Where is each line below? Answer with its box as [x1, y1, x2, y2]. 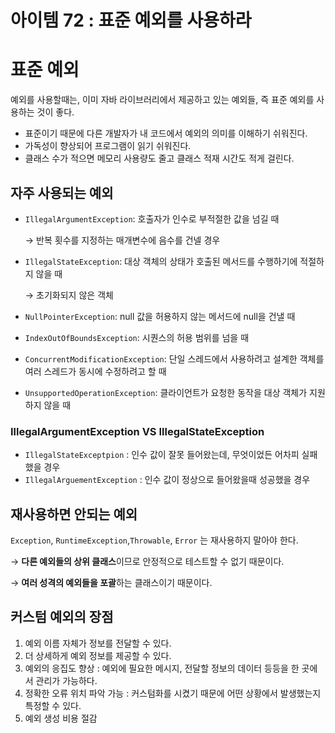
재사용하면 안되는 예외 [10, 506, 138, 523]
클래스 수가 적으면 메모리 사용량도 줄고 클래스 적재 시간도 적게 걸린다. [24, 152, 295, 165]
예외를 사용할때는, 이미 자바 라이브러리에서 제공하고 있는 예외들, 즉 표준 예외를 [10, 94, 315, 106]
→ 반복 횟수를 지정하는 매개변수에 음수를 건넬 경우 [24, 234, 221, 246]
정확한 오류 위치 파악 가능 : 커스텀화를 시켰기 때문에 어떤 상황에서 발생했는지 [24, 687, 322, 699]
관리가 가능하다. [35, 674, 98, 686]
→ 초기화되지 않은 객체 [24, 289, 114, 301]
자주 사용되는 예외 [10, 184, 114, 201]
